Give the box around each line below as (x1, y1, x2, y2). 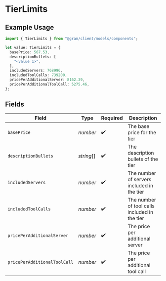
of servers (127, 176, 152, 183)
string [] (78, 153, 96, 160)
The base (127, 123, 150, 130)
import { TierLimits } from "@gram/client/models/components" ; (5, 36, 138, 41)
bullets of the (127, 156, 158, 162)
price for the (127, 129, 157, 136)
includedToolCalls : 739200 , (9, 73, 68, 78)
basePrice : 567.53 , (9, 49, 50, 55)
